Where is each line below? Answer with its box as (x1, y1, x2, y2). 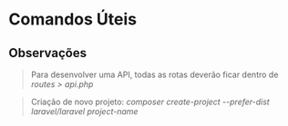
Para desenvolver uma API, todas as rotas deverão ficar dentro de (30, 69, 279, 80)
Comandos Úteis (8, 9, 138, 30)
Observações (8, 45, 87, 61)
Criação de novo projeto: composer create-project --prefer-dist (30, 96, 270, 107)
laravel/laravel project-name (30, 106, 139, 117)
